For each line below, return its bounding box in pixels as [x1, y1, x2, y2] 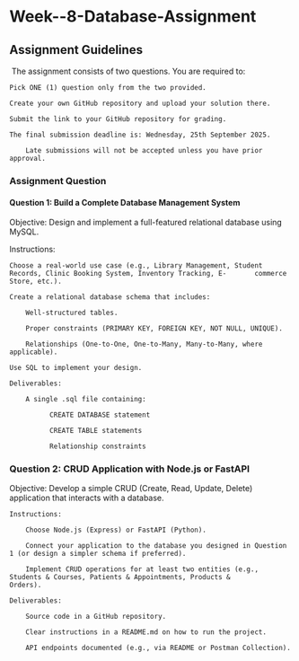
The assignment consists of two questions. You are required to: [11, 66, 246, 76]
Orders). [9, 581, 42, 590]
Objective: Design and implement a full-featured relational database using [9, 217, 283, 228]
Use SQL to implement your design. [9, 364, 143, 373]
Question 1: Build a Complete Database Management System [9, 197, 241, 207]
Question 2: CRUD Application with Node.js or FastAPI [9, 463, 250, 475]
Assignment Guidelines [9, 42, 144, 57]
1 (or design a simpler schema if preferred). [9, 550, 187, 559]
